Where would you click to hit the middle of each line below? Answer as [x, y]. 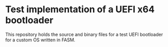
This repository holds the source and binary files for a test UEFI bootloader [84, 34]
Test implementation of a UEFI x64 [80, 9]
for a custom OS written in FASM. [40, 40]
